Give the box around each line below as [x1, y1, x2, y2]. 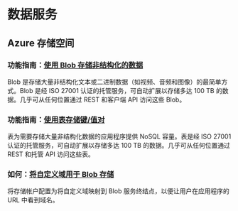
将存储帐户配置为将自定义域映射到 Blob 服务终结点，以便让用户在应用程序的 [7, 187, 229, 195]
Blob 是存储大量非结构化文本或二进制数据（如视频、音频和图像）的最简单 [7, 77, 222, 86]
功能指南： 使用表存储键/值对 [7, 114, 105, 124]
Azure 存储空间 [7, 37, 75, 49]
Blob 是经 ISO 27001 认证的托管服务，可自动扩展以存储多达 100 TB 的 [19, 86, 222, 94]
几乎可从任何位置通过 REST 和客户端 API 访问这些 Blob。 [19, 95, 186, 104]
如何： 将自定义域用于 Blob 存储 [7, 170, 114, 180]
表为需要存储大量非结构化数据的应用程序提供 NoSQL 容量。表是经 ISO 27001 [7, 132, 232, 141]
